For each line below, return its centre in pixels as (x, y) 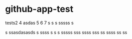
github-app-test (39, 9)
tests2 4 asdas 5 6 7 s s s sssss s (39, 23)
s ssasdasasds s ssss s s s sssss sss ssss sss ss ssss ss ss (66, 32)
